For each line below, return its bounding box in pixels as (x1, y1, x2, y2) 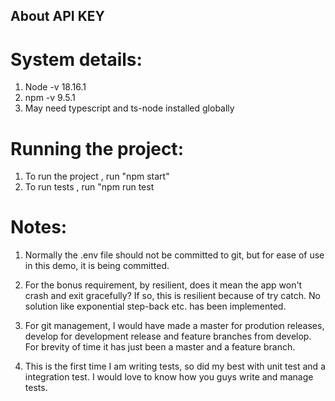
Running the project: (10, 137, 184, 160)
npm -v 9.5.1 (24, 92, 76, 104)
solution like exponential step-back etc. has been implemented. (24, 300, 287, 313)
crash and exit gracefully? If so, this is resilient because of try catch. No (24, 290, 321, 302)
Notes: (10, 216, 68, 239)
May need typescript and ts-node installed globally (24, 102, 235, 114)
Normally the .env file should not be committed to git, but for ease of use (24, 249, 325, 261)
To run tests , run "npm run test (24, 181, 155, 193)
